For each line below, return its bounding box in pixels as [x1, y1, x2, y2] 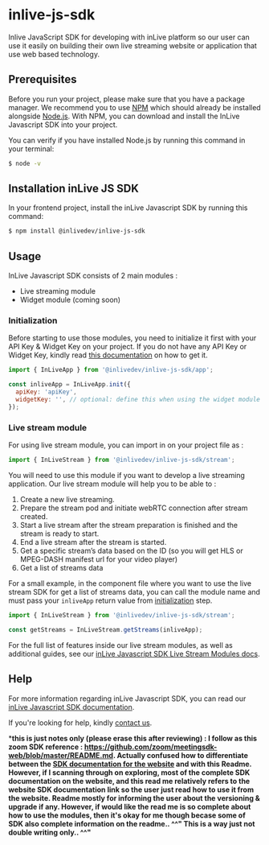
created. [19, 511, 48, 521]
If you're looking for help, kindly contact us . [8, 718, 153, 728]
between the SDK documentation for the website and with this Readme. [8, 759, 252, 769]
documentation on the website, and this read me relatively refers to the [8, 776, 251, 785]
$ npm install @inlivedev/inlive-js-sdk [8, 227, 146, 235]
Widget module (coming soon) [19, 295, 121, 305]
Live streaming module [19, 286, 96, 296]
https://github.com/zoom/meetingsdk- [84, 742, 218, 752]
